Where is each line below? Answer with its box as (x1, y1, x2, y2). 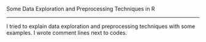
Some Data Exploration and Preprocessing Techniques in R (6, 5, 155, 12)
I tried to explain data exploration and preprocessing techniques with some (6, 23, 196, 30)
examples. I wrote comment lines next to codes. (6, 29, 128, 36)
